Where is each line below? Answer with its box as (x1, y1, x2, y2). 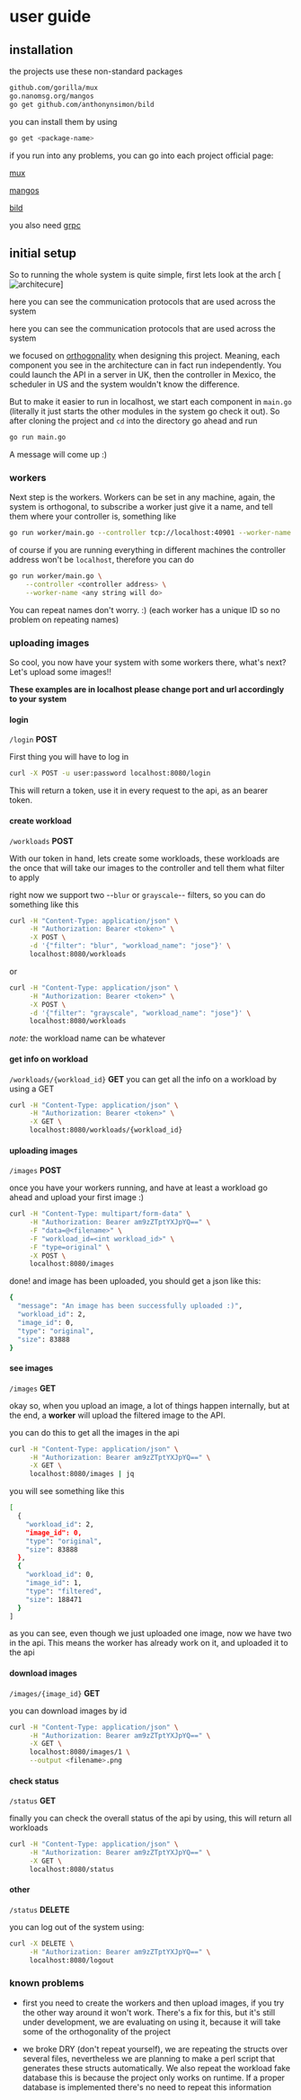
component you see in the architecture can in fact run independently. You (9, 360, 282, 370)
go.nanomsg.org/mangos (9, 92, 94, 101)
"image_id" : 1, (25, 1579, 83, 1588)
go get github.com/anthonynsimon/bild (9, 100, 155, 109)
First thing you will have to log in (9, 752, 129, 762)
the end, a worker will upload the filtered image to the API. (9, 1410, 226, 1420)
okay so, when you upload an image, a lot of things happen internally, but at (9, 1400, 290, 1410)
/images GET (9, 1383, 57, 1393)
